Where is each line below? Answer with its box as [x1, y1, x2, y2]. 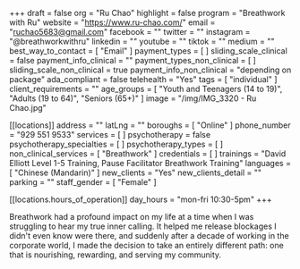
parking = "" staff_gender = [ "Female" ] [9, 177, 157, 187]
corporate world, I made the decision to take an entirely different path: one [9, 240, 284, 250]
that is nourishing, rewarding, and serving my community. [9, 249, 222, 260]
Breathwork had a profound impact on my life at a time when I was [9, 212, 254, 222]
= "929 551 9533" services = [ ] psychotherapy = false [9, 130, 211, 139]
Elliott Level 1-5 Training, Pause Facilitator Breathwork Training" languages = [9, 158, 291, 168]
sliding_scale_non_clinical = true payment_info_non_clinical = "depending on [9, 64, 292, 75]
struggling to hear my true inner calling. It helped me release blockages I [9, 221, 277, 231]
